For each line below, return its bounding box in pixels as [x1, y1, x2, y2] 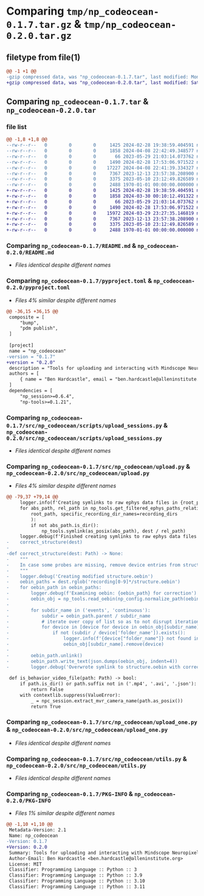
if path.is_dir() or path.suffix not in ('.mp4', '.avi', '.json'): [19, 681, 197, 687]
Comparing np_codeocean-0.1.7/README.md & [6, 242, 137, 250]
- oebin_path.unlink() [6, 652, 83, 658]
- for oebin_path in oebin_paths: [6, 585, 102, 591]
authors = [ [8, 370, 39, 377]
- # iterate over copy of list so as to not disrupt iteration [6, 618, 200, 625]
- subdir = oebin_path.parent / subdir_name [6, 613, 151, 619]
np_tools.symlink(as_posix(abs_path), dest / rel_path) [41, 528, 186, 534]
